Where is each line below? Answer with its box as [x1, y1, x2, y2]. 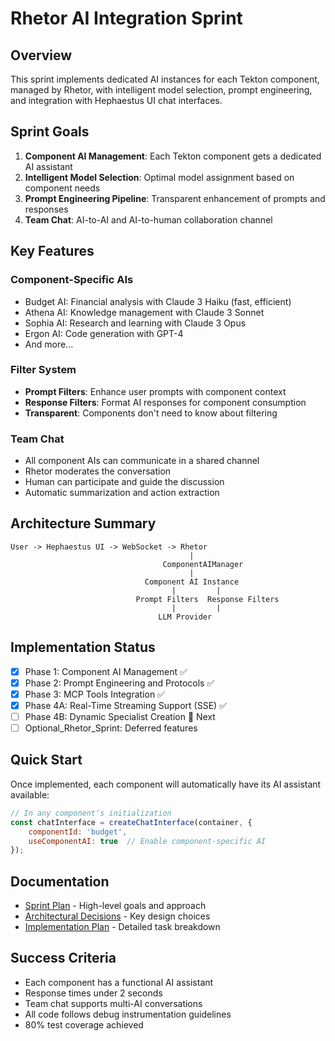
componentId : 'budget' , [28, 827, 128, 837]
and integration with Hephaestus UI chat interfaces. [10, 95, 223, 106]
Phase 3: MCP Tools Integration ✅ [24, 688, 165, 700]
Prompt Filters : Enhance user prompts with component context [24, 385, 287, 397]
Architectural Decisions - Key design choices [24, 910, 211, 922]
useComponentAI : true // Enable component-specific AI [28, 836, 267, 846]
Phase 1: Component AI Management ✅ [24, 665, 188, 677]
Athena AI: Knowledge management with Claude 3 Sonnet [24, 306, 265, 318]
